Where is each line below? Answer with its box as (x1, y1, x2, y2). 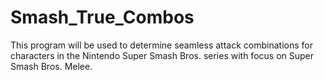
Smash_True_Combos (10, 6, 195, 29)
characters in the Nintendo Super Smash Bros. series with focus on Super (10, 49, 315, 61)
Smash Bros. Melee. (10, 60, 93, 72)
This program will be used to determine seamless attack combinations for (10, 39, 313, 51)
